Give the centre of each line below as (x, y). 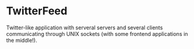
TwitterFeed (37, 11)
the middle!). (22, 40)
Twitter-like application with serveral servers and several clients (84, 27)
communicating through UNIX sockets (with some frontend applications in (97, 33)
